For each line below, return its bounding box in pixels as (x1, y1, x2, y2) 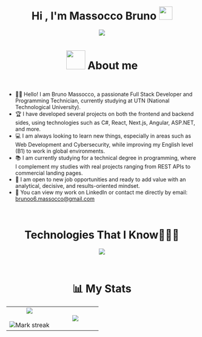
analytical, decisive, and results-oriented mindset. (15, 182, 141, 189)
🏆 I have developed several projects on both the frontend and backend (15, 110, 194, 118)
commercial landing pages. (15, 169, 83, 176)
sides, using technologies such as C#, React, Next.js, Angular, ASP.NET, (15, 119, 195, 126)
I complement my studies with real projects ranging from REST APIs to (15, 162, 191, 170)
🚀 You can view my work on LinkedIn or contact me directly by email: (15, 189, 188, 196)
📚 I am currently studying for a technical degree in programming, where (15, 154, 197, 161)
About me (87, 59, 138, 73)
